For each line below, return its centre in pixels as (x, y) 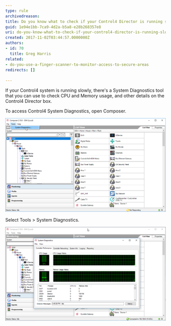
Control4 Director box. (29, 101)
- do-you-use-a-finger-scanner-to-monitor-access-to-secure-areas (77, 64)
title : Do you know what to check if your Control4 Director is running (84, 21)
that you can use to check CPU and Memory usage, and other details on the (85, 96)
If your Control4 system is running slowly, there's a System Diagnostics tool (84, 90)
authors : (15, 43)
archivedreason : (22, 16)
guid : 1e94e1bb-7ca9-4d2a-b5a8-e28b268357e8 (53, 27)
